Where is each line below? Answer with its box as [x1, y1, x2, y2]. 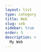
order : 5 [5, 30, 23, 35]
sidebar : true [5, 26, 35, 31]
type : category [5, 12, 37, 17]
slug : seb [5, 21, 26, 26]
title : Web [5, 16, 28, 21]
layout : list [5, 7, 32, 12]
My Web [9, 40, 23, 45]
